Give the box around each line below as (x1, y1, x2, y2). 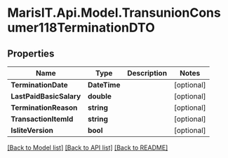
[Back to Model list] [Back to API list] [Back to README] (7, 143, 168, 152)
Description (127, 69, 167, 78)
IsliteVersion (11, 126, 54, 135)
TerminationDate (11, 80, 68, 89)
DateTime (87, 80, 121, 89)
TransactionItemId (11, 114, 74, 124)
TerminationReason (11, 103, 78, 113)
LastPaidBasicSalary (11, 92, 81, 101)
